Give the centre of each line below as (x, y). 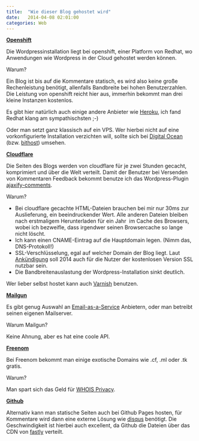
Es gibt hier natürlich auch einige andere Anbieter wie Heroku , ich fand (94, 112)
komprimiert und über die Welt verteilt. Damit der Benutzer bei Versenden (97, 172)
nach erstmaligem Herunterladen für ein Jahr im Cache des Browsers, (102, 221)
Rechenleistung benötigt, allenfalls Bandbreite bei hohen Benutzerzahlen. (97, 88)
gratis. (14, 366)
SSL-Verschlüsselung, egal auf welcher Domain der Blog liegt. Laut (97, 253)
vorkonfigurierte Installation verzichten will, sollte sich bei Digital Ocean (94, 136)
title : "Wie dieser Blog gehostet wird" (59, 12)
